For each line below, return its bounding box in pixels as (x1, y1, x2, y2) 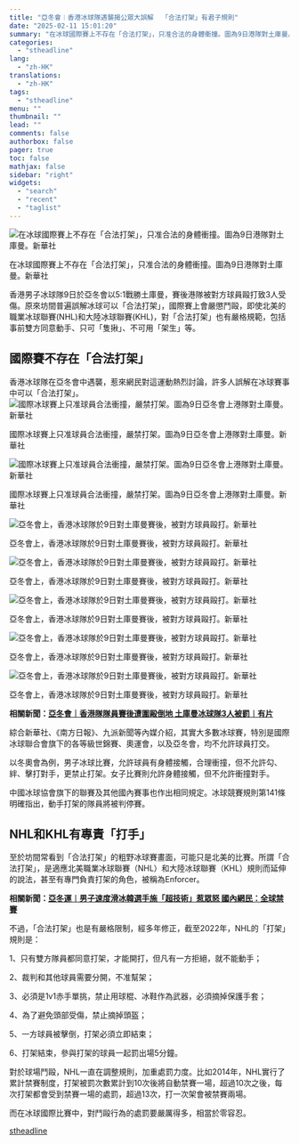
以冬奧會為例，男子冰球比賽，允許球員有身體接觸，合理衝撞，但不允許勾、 (9, 757, 282, 767)
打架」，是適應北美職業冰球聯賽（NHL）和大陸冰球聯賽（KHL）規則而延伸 (16, 863, 287, 873)
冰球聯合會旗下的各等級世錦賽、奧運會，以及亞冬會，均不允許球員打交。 (9, 738, 274, 749)
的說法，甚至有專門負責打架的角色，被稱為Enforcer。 (9, 874, 205, 885)
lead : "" (9, 121, 42, 130)
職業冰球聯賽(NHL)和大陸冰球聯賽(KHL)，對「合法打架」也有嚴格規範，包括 (9, 311, 287, 321)
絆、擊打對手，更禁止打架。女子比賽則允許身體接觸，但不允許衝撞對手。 (9, 767, 274, 779)
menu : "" (9, 104, 42, 113)
